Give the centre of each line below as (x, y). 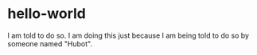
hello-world (47, 14)
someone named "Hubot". (50, 43)
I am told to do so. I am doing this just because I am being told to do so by (128, 35)
